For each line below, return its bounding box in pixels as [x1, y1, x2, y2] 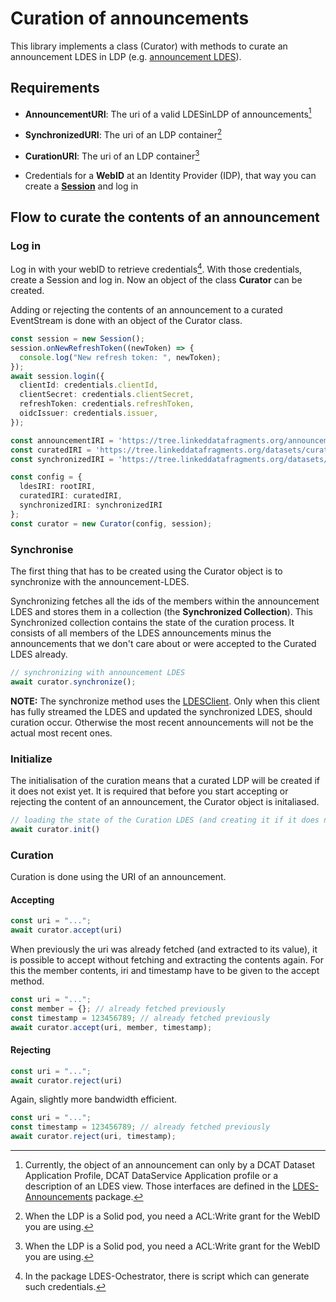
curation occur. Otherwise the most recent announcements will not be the [10, 716, 314, 728]
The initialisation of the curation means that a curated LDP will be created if [10, 775, 320, 787]
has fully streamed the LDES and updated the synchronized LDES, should [10, 705, 313, 717]
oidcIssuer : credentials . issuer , [19, 408, 159, 419]
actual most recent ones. [10, 727, 113, 739]
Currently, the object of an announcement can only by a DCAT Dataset [24, 1159, 315, 1171]
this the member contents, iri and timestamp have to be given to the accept [10, 965, 320, 977]
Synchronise [10, 542, 74, 556]
